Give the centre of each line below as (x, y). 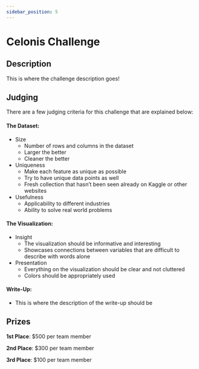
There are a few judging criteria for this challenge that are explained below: (100, 112)
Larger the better (45, 152)
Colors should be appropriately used (70, 275)
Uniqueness (30, 165)
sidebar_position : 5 (32, 12)
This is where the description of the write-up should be (84, 303)
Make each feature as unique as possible (75, 171)
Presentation (31, 263)
